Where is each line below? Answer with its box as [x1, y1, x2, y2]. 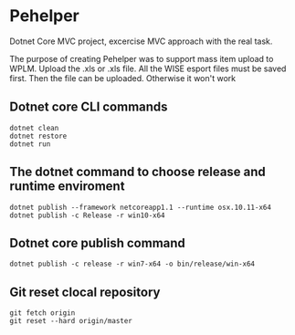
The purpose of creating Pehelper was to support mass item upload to [9, 53, 274, 64]
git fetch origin [9, 309, 76, 318]
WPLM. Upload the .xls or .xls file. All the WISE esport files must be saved [9, 63, 287, 74]
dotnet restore [9, 131, 68, 141]
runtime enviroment [9, 179, 125, 194]
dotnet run [9, 139, 51, 149]
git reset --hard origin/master [9, 317, 132, 326]
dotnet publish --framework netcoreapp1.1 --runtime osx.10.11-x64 [9, 203, 272, 212]
